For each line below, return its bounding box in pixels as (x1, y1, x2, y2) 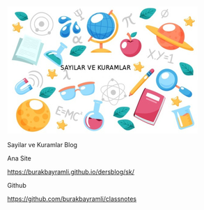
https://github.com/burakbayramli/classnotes (7, 195, 137, 203)
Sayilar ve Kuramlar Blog (7, 141, 78, 149)
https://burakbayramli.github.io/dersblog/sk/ (7, 167, 134, 176)
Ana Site (7, 154, 31, 163)
